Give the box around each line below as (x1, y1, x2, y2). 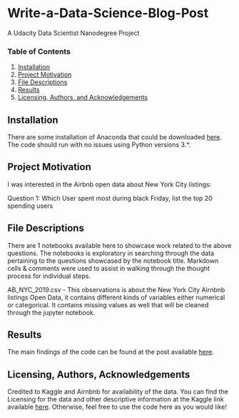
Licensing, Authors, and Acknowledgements (17, 93, 148, 101)
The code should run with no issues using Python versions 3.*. (7, 141, 191, 149)
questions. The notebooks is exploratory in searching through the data (7, 249, 215, 257)
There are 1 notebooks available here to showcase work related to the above (7, 241, 232, 249)
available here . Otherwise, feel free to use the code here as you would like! (7, 402, 227, 412)
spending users (7, 201, 54, 210)
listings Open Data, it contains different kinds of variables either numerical (7, 293, 225, 302)
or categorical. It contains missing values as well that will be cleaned (7, 300, 209, 309)
